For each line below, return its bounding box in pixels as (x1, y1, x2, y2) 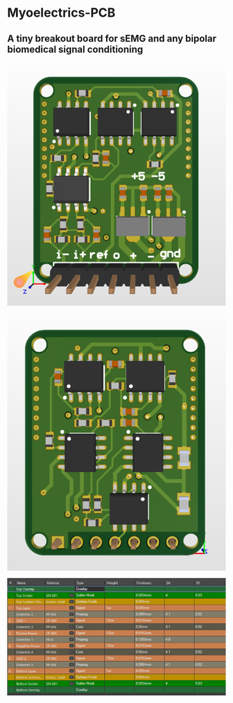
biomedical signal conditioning (7, 43, 144, 55)
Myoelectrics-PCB (7, 5, 116, 21)
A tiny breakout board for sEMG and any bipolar (7, 33, 217, 45)
